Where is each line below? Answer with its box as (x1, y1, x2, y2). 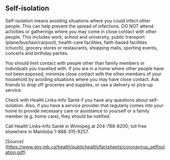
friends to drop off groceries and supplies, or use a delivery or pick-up (5, 82, 153, 88)
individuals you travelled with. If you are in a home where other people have (5, 65, 164, 71)
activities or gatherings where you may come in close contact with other (5, 28, 157, 35)
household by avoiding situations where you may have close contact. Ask (5, 76, 159, 82)
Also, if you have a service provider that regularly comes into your (25, 102, 164, 109)
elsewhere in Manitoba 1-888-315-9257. (5, 128, 89, 135)
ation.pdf (5, 149, 24, 155)
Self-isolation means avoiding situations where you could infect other (5, 17, 151, 23)
